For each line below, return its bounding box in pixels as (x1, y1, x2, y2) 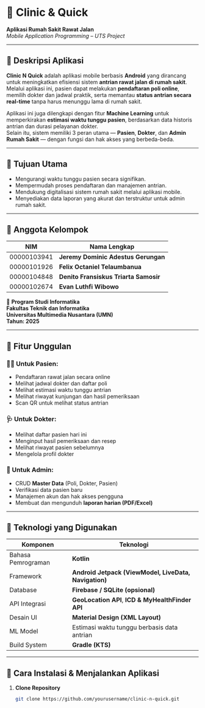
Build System (9, 641, 47, 649)
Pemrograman (9, 558, 51, 567)
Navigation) (72, 576, 107, 585)
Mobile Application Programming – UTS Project (6, 32, 125, 39)
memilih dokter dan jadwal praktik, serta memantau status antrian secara (6, 91, 192, 98)
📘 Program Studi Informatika (6, 298, 81, 306)
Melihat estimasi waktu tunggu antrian (15, 386, 112, 394)
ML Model (9, 627, 38, 635)
